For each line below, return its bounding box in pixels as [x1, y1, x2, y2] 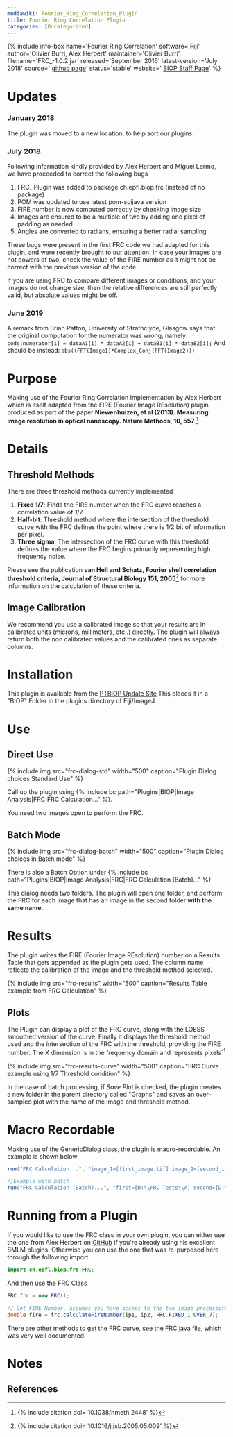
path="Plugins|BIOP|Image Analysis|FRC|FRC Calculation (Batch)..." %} [7, 875, 212, 884]
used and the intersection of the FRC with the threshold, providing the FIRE [7, 1040, 221, 1048]
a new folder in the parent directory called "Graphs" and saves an [7, 1090, 195, 1098]
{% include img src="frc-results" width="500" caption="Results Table [7, 980, 208, 988]
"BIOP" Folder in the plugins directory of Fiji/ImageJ [7, 697, 155, 705]
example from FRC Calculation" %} [7, 986, 107, 995]
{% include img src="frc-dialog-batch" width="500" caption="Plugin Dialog [7, 848, 224, 856]
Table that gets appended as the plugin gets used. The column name [7, 959, 204, 967]
